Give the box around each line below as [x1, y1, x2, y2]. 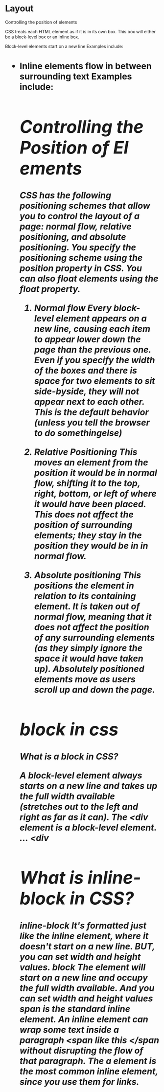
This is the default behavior [34, 407, 149, 418]
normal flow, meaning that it [34, 611, 152, 622]
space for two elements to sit [34, 375, 155, 387]
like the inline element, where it [19, 930, 149, 942]
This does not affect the [34, 509, 134, 520]
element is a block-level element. [19, 822, 157, 833]
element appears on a [55, 313, 147, 324]
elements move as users [34, 674, 136, 685]
